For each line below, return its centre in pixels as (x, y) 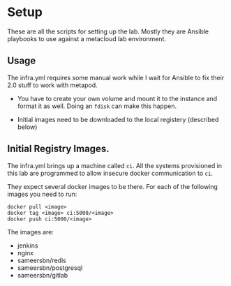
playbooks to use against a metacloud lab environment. (87, 38)
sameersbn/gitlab (43, 275)
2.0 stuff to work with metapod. (52, 85)
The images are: (31, 232)
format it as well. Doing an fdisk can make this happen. (97, 106)
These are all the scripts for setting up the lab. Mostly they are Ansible (108, 31)
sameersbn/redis (42, 260)
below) (27, 127)
